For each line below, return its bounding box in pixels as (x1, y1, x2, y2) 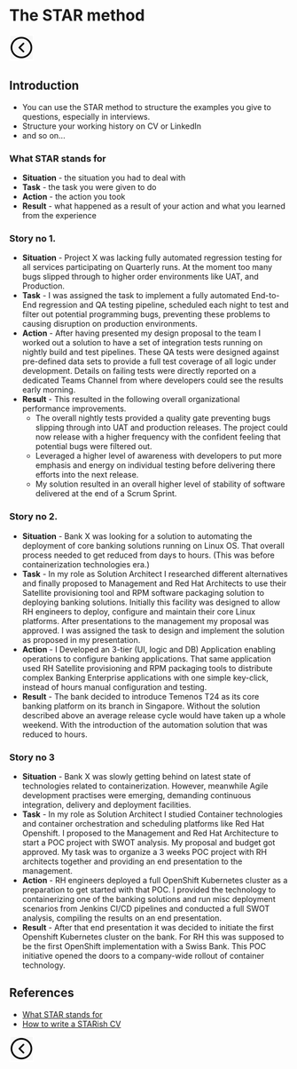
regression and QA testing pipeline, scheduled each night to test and (38, 299, 290, 311)
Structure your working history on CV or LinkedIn (21, 121, 202, 131)
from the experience (21, 210, 98, 221)
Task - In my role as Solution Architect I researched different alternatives (21, 568, 288, 579)
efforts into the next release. (35, 470, 139, 480)
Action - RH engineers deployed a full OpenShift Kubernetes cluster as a (21, 875, 288, 885)
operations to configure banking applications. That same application (21, 653, 272, 664)
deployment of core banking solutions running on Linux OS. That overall (21, 540, 285, 550)
